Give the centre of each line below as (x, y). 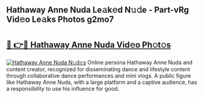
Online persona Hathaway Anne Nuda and (140, 62)
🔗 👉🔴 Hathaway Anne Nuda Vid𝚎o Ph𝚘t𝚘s (89, 45)
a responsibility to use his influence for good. (63, 89)
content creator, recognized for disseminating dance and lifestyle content (98, 69)
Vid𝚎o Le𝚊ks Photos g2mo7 (60, 20)
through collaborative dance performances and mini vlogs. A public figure (99, 76)
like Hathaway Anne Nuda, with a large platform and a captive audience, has (102, 82)
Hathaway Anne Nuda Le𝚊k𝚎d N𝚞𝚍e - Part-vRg (98, 10)
